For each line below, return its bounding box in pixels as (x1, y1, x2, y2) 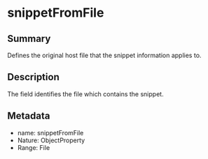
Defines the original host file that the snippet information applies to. (7, 51, 202, 59)
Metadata (7, 110, 50, 122)
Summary (7, 33, 51, 45)
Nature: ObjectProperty (17, 136, 85, 144)
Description (7, 71, 60, 83)
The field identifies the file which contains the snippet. (7, 89, 164, 98)
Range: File (17, 143, 50, 151)
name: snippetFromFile (17, 128, 84, 137)
